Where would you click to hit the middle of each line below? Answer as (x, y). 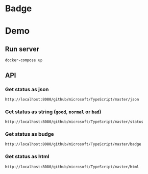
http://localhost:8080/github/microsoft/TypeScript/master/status (74, 122)
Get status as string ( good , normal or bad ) (53, 112)
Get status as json (27, 89)
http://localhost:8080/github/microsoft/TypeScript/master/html (72, 167)
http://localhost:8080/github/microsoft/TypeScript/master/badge (73, 144)
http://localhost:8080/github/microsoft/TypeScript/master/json (72, 99)
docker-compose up (24, 60)
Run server (22, 49)
